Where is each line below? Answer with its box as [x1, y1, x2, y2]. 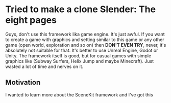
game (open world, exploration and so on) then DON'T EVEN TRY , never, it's [5, 42, 166, 48]
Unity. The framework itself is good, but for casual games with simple [5, 52, 152, 59]
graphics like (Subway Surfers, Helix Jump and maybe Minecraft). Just [5, 58, 154, 64]
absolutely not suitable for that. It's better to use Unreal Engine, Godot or [5, 47, 158, 53]
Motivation [5, 78, 41, 87]
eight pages [5, 14, 57, 26]
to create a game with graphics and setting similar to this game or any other [5, 37, 164, 43]
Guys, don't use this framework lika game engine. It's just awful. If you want [5, 31, 165, 37]
